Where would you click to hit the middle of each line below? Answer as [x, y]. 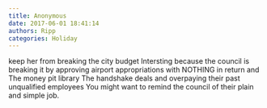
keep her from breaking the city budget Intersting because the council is [129, 61]
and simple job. [34, 96]
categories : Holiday [43, 38]
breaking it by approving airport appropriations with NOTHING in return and [134, 70]
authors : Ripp [32, 31]
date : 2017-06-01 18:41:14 [54, 23]
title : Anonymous [38, 16]
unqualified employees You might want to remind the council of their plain [131, 87]
